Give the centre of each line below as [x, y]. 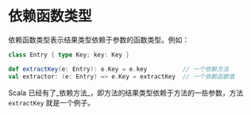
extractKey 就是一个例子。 [52, 102]
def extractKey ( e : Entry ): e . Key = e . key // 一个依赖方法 [118, 69]
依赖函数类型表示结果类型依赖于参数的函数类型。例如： [98, 40]
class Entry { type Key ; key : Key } [69, 55]
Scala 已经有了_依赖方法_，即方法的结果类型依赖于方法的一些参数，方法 [126, 93]
